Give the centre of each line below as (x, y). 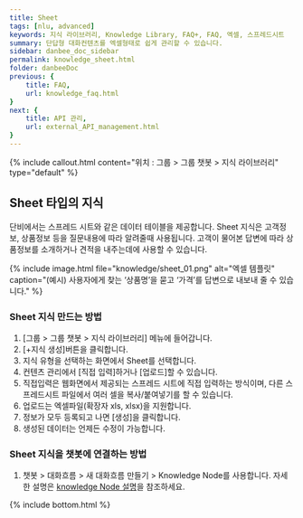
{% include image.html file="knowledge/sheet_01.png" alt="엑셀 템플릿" (142, 268)
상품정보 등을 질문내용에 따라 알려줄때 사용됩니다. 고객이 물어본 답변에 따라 (153, 238)
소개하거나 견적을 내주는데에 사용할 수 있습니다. (124, 249)
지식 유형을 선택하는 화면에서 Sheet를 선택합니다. (109, 360)
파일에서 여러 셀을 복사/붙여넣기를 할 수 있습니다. (147, 394)
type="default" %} (44, 172)
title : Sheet (34, 18)
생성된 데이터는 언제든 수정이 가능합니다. (94, 428)
